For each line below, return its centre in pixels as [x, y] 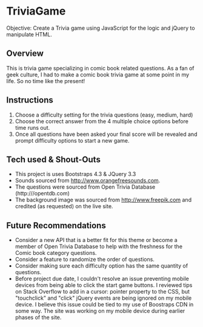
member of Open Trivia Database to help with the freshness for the [99, 246]
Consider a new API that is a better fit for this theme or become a [96, 240]
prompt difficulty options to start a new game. [72, 140]
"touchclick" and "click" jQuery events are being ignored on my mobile [103, 298]
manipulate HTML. [29, 34]
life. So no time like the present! [46, 81]
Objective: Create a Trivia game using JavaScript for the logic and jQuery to [101, 28]
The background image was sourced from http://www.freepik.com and [103, 200]
